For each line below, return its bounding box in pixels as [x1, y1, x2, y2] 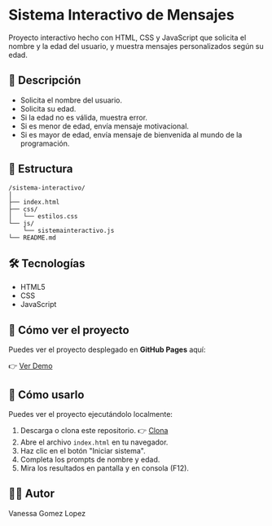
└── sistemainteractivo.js [23, 226, 115, 235]
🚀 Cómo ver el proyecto [8, 323, 129, 337]
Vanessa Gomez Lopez [8, 508, 86, 518]
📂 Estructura [8, 162, 73, 176]
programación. [20, 138, 70, 148]
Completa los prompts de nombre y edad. [20, 454, 160, 464]
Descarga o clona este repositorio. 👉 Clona [20, 426, 169, 435]
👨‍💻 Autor [8, 487, 55, 501]
